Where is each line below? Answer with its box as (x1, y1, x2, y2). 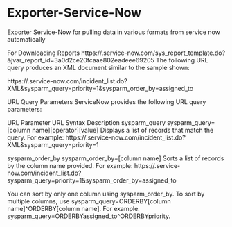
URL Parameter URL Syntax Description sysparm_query (7, 118, 166, 126)
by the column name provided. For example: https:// (7, 161, 155, 169)
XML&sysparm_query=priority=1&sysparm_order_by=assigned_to (7, 84, 194, 92)
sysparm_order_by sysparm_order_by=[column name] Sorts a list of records (7, 154, 224, 162)
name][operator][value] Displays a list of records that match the (32, 126, 214, 134)
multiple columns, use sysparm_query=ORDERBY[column (7, 196, 171, 205)
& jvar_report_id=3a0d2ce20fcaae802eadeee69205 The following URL (7, 56, 209, 64)
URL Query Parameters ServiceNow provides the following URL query (7, 97, 206, 106)
